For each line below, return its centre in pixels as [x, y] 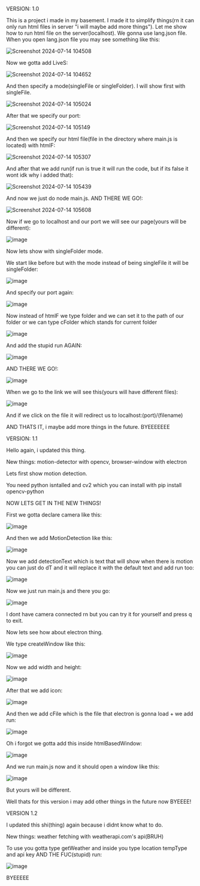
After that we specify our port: [43, 116]
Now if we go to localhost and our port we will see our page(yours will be [96, 221]
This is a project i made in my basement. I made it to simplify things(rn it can [100, 20]
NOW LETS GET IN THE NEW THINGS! [54, 503]
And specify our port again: [40, 293]
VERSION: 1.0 [23, 9]
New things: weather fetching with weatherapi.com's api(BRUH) [85, 836]
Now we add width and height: [44, 667]
